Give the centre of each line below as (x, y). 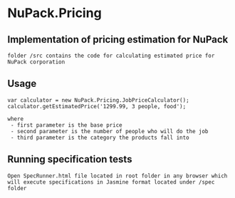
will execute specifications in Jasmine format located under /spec (111, 182)
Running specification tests (70, 159)
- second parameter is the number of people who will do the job (109, 131)
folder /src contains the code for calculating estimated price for (111, 56)
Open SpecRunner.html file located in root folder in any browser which (117, 176)
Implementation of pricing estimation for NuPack (118, 40)
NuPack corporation (36, 62)
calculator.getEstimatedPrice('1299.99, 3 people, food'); (97, 106)
